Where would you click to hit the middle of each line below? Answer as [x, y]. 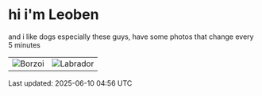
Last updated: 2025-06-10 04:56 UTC [70, 83]
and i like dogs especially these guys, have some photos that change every [131, 36]
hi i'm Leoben [54, 15]
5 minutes [25, 44]
